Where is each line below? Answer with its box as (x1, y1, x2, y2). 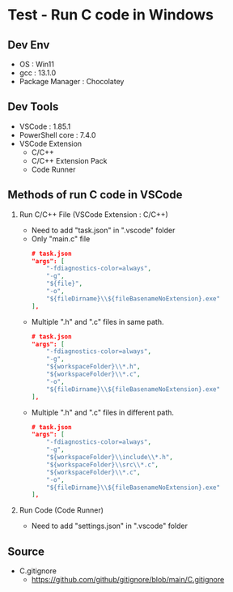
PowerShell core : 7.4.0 (19, 130, 96, 139)
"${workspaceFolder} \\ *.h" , (46, 363, 141, 371)
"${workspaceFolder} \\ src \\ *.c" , (46, 460, 159, 469)
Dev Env (7, 38, 50, 52)
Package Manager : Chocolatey (19, 77, 125, 86)
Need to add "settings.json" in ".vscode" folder (31, 521, 188, 531)
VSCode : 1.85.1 (19, 121, 71, 131)
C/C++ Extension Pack (31, 155, 108, 165)
